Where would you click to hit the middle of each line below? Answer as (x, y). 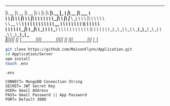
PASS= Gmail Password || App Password (46, 95)
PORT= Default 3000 (26, 99)
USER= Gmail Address (27, 90)
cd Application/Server (29, 54)
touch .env (17, 63)
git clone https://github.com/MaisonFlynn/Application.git (69, 49)
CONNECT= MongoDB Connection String (44, 82)
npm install (18, 59)
